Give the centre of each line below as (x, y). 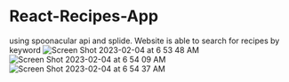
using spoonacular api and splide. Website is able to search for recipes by (144, 41)
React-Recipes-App (84, 16)
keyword (25, 49)
